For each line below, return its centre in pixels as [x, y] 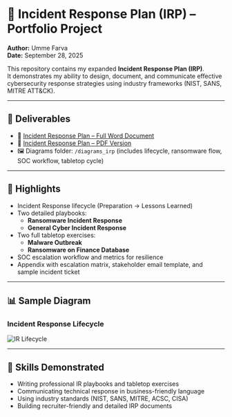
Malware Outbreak [55, 242]
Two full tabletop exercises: [56, 235]
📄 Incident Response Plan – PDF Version [74, 143]
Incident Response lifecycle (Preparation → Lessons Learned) [105, 205]
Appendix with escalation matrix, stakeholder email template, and [110, 264]
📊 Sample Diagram [49, 300]
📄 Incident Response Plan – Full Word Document [86, 136]
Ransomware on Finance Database [78, 250]
